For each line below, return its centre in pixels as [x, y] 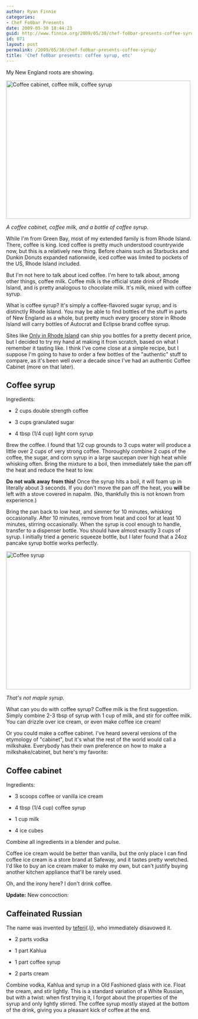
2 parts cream [32, 974]
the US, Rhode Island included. [44, 264]
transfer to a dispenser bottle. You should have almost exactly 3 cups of [93, 531]
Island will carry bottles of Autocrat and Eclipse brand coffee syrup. [88, 324]
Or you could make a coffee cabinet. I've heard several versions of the [91, 733]
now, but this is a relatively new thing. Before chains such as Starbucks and [98, 251]
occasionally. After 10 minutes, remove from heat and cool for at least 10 [94, 518]
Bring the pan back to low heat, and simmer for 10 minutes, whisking [89, 512]
